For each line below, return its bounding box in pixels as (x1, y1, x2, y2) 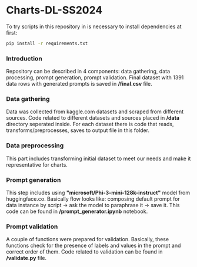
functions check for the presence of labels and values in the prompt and (6, 242, 181, 249)
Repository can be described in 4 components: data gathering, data (6, 68, 171, 75)
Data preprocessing (6, 141, 64, 150)
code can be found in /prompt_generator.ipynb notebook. (6, 208, 148, 215)
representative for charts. (6, 161, 68, 168)
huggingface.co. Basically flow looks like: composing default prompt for (6, 195, 181, 202)
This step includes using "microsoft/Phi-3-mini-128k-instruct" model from (6, 189, 190, 196)
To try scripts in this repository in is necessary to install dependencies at (6, 23, 182, 30)
